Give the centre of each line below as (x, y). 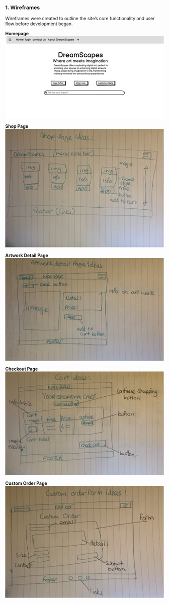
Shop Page (17, 126)
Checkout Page (22, 369)
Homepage (17, 34)
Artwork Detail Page (27, 255)
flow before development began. (39, 24)
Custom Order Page (26, 483)
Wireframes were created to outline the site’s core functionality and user (80, 19)
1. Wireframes (23, 8)
